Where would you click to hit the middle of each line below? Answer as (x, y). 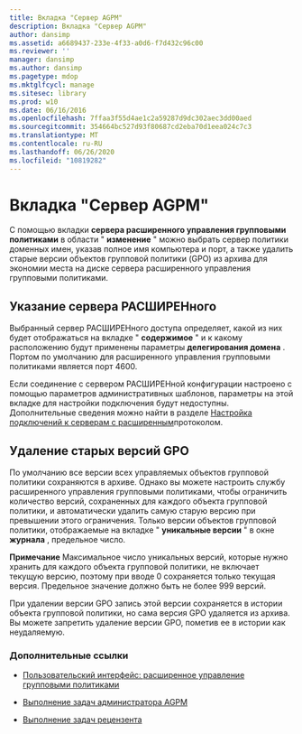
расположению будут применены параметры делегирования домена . (147, 348)
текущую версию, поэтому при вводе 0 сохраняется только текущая (142, 576)
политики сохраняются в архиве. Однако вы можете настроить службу (147, 482)
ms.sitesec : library (48, 93)
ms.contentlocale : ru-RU (56, 144)
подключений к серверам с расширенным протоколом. (116, 423)
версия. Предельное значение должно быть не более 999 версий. (138, 586)
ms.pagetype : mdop (44, 77)
